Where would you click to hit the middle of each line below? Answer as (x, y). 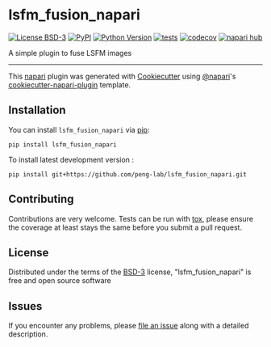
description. (28, 334)
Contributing (41, 199)
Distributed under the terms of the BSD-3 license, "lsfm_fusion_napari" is (130, 272)
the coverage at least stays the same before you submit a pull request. (125, 227)
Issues (25, 306)
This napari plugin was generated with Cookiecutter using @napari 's (122, 76)
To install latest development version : (71, 159)
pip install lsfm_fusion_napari (63, 144)
